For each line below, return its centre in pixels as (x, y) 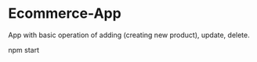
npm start (24, 50)
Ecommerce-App (65, 14)
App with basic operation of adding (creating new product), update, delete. (129, 35)
